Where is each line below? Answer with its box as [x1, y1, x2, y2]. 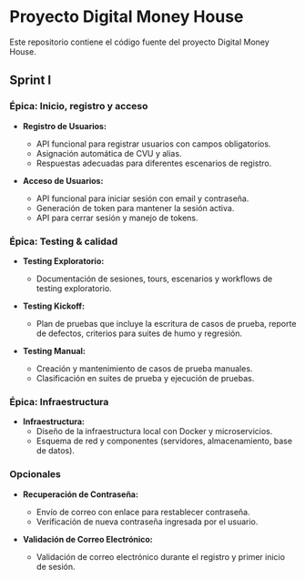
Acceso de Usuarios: [22, 175, 104, 186]
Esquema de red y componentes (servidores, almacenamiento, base [36, 435, 293, 447]
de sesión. [36, 561, 76, 572]
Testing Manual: [22, 345, 86, 356]
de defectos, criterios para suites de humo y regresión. [36, 328, 243, 339]
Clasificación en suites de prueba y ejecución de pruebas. [36, 372, 255, 383]
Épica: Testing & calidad [9, 235, 118, 248]
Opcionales [9, 468, 62, 481]
